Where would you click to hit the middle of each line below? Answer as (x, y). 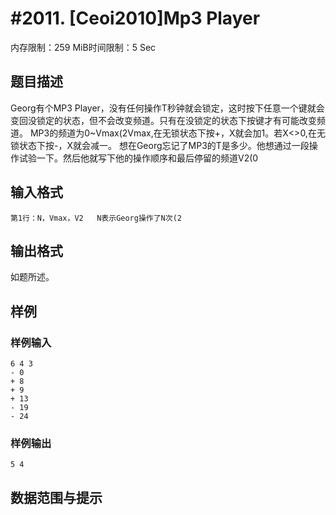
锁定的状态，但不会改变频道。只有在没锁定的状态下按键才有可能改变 (176, 120)
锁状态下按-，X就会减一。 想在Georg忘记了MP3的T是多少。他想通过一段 (160, 145)
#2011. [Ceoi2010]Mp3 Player (135, 18)
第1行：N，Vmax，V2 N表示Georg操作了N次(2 (96, 218)
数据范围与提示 (56, 497)
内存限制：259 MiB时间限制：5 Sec (83, 47)
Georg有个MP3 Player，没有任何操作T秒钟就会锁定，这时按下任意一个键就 (163, 108)
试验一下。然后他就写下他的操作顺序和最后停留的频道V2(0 (138, 158)
